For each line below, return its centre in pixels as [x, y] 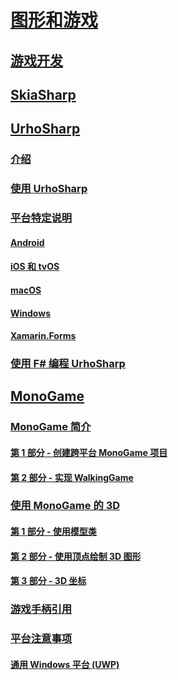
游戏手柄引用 [41, 609]
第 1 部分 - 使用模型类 [53, 532]
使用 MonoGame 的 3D [65, 506]
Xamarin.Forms [43, 336]
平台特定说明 [41, 218]
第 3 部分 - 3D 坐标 [48, 581]
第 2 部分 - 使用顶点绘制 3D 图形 [76, 556]
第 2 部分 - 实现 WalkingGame [72, 477]
